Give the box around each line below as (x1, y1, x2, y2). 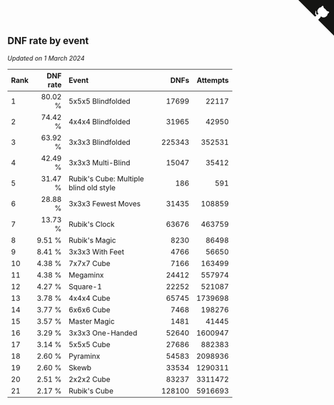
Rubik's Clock (69, 219, 116, 229)
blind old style (69, 183, 116, 193)
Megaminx (69, 270, 104, 280)
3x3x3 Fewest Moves (69, 198, 141, 208)
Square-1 (69, 282, 102, 292)
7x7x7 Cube (69, 258, 111, 268)
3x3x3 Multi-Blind (69, 158, 131, 168)
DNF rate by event (7, 35, 89, 47)
